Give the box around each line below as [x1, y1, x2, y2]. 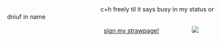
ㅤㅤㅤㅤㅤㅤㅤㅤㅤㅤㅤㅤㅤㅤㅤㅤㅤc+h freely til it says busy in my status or [7, 5, 214, 13]
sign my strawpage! [103, 27, 160, 34]
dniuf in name [7, 13, 46, 21]
